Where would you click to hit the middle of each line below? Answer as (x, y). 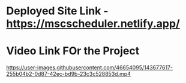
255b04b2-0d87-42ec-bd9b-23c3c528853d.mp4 (68, 74)
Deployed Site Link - (58, 11)
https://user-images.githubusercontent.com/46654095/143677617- (89, 67)
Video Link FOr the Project (73, 51)
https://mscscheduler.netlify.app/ (93, 24)
